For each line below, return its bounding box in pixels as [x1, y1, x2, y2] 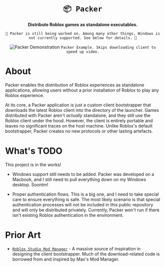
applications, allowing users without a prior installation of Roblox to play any [5, 87, 159, 93]
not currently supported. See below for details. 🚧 [29, 35, 137, 40]
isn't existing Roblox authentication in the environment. [12, 212, 124, 218]
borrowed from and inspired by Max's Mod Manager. [12, 256, 120, 262]
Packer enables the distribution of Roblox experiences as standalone [5, 82, 144, 88]
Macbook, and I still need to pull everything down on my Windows [12, 176, 146, 182]
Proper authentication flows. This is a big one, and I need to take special [12, 191, 159, 197]
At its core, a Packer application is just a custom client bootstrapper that [5, 102, 151, 108]
